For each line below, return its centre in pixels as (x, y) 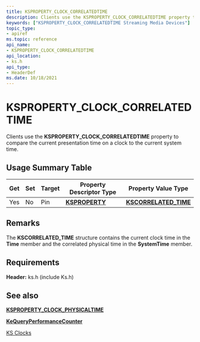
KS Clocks (19, 333)
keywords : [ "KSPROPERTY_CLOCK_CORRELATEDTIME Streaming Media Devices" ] (98, 23)
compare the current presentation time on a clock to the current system (94, 143)
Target (50, 188)
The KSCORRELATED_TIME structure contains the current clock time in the (98, 237)
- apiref (17, 34)
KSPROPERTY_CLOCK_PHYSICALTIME (55, 310)
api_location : (24, 56)
